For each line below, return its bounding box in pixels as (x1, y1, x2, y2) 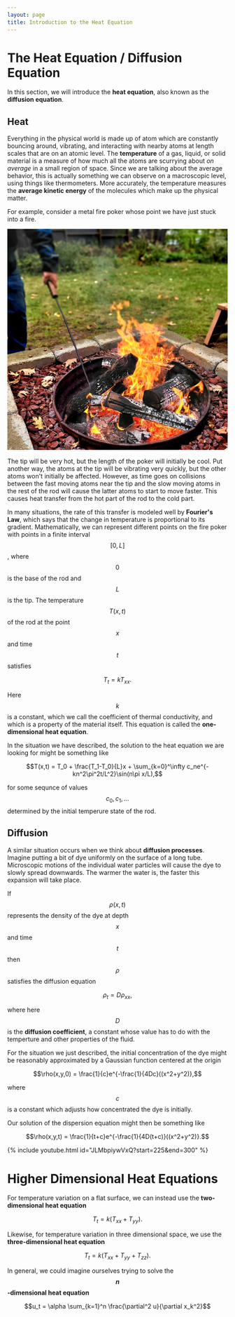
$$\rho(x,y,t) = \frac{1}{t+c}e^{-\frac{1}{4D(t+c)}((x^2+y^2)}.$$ (25, 1132, 210, 1141)
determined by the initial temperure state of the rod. (7, 807, 156, 815)
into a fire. (7, 215, 37, 224)
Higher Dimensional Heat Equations (7, 1170, 218, 1186)
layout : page (7, 11, 45, 18)
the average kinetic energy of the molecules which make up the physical (7, 187, 219, 195)
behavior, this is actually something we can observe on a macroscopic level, (7, 172, 227, 180)
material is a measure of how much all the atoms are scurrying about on (7, 156, 215, 165)
